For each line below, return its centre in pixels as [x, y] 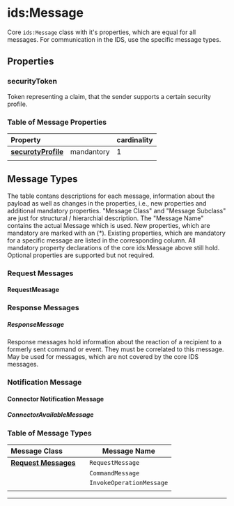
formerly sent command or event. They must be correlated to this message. [116, 349]
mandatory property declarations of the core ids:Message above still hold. [114, 247]
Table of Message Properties [57, 122]
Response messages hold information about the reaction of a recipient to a [114, 342]
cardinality [135, 139]
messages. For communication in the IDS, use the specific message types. [114, 39]
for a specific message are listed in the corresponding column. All [102, 240]
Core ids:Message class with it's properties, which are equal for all [102, 32]
